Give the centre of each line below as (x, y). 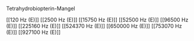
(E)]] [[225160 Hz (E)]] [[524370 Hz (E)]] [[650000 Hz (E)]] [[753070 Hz (94, 26)
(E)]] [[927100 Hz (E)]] (34, 32)
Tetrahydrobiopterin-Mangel (41, 8)
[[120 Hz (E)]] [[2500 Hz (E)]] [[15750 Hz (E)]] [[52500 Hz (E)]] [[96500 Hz (97, 20)
